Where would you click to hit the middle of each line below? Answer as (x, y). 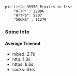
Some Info (17, 31)
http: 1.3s (21, 59)
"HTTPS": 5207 (28, 15)
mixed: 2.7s (23, 54)
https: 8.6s (23, 64)
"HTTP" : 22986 (29, 11)
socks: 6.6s (23, 70)
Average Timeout (23, 43)
